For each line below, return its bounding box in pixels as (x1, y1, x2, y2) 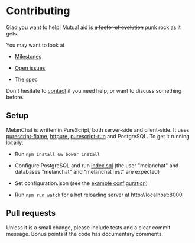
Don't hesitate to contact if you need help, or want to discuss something (6, 87, 182, 94)
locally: (6, 139, 24, 146)
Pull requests (6, 208, 56, 218)
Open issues (14, 64, 45, 72)
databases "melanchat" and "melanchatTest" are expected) (14, 168, 160, 175)
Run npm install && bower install (14, 150, 100, 157)
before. (6, 93, 24, 101)
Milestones (14, 53, 42, 60)
